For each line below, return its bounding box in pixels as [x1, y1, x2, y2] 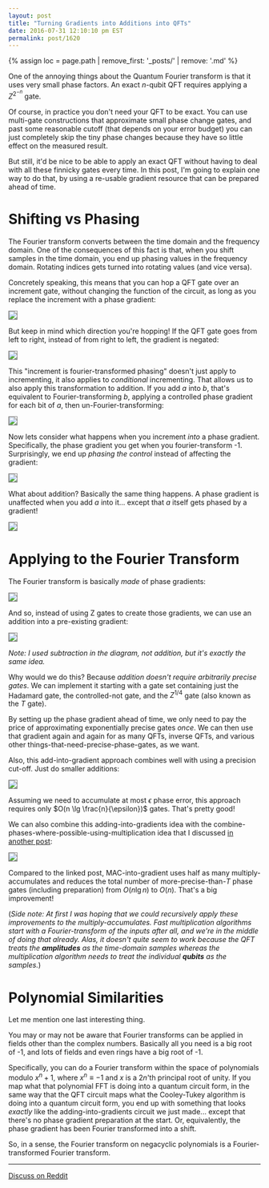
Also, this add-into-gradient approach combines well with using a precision [8, 755, 256, 765]
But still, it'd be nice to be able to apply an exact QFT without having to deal [8, 156, 258, 166]
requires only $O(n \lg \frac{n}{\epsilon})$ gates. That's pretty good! [8, 804, 235, 814]
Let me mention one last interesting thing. [8, 1015, 146, 1025]
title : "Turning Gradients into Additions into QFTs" [8, 19, 192, 27]
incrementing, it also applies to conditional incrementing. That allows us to [8, 374, 254, 385]
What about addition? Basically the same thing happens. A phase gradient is [8, 489, 259, 498]
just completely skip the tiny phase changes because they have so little [8, 132, 243, 142]
